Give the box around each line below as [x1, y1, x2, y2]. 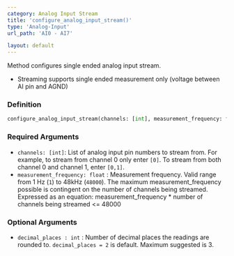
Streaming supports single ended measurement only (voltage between [17, 75, 220, 84]
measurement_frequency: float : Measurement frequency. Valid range [17, 170, 217, 179]
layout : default [7, 43, 54, 50]
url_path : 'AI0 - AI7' [7, 29, 73, 37]
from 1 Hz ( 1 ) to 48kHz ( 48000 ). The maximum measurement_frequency [17, 177, 221, 186]
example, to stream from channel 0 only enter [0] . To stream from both [17, 155, 221, 164]
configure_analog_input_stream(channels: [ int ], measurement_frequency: [7, 116, 223, 123]
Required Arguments [7, 132, 79, 142]
